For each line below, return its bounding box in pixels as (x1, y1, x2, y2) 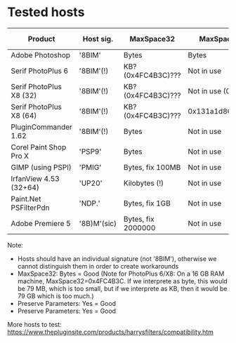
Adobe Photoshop (11, 50, 71, 60)
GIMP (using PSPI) (11, 162, 72, 172)
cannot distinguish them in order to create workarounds (17, 262, 179, 270)
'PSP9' (79, 147, 102, 156)
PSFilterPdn (11, 203, 50, 213)
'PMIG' (79, 162, 102, 172)
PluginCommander (11, 122, 72, 132)
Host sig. (82, 34, 114, 43)
